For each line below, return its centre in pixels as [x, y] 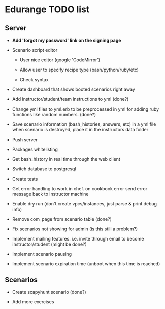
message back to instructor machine [50, 194]
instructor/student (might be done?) [49, 244]
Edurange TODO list [47, 9]
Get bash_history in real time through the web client [66, 159]
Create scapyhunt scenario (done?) [49, 292]
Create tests [25, 179]
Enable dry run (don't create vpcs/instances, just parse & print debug [85, 204]
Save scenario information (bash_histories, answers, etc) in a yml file [84, 124]
